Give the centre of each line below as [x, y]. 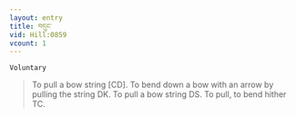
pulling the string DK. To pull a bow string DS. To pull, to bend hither [159, 94]
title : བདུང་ [31, 26]
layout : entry [36, 18]
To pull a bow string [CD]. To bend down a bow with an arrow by [153, 85]
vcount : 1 [28, 43]
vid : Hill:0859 [38, 34]
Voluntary [28, 68]
